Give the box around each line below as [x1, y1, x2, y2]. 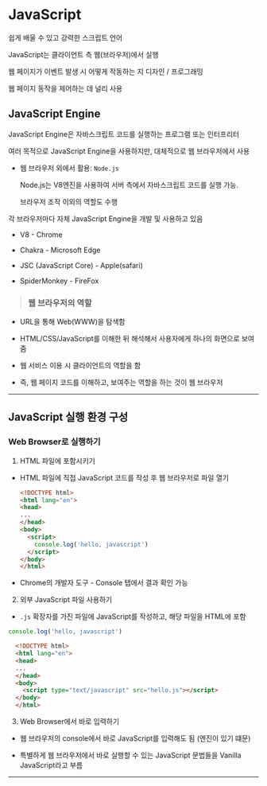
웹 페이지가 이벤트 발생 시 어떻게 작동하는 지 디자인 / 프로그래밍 [8, 66, 204, 76]
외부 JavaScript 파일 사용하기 [19, 595, 113, 605]
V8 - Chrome [19, 229, 63, 239]
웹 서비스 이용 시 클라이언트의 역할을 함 [19, 360, 141, 371]
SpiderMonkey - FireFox [19, 276, 99, 286]
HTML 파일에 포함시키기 [19, 456, 95, 465]
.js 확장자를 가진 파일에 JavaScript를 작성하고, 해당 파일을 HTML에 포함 [19, 612, 246, 621]
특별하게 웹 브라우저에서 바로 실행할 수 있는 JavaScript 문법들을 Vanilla [19, 750, 242, 761]
